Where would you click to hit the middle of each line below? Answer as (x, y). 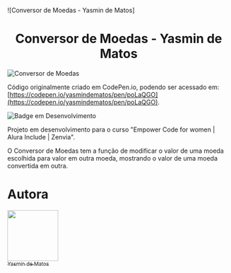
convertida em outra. (38, 165)
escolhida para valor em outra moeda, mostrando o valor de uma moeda (112, 158)
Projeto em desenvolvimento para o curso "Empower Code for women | (111, 129)
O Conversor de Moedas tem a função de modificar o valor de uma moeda (115, 151)
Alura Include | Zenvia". (41, 136)
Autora (28, 194)
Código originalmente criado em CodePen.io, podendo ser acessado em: (113, 87)
